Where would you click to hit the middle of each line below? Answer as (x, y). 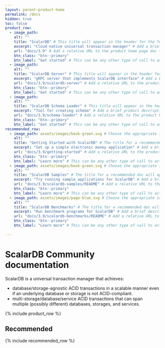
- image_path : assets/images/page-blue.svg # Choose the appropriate (82, 198)
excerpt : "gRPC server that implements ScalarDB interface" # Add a (85, 78)
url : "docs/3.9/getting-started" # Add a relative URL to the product (88, 152)
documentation (37, 265)
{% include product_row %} (33, 313)
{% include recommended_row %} (40, 341)
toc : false (16, 23)
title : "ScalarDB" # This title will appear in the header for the (84, 42)
